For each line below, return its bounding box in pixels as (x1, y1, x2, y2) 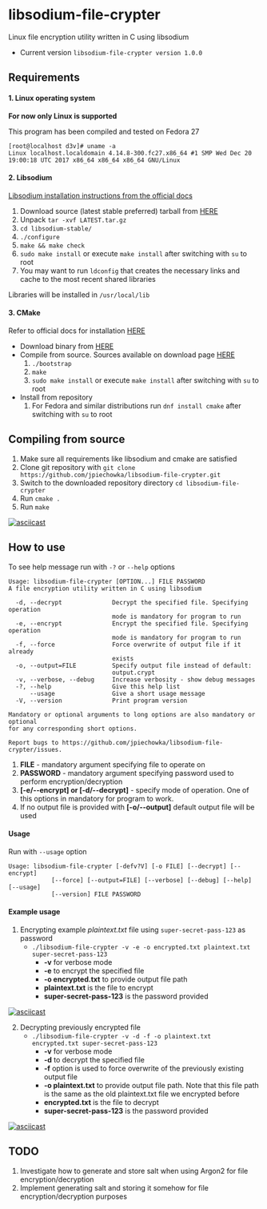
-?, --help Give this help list (15, 682, 181, 690)
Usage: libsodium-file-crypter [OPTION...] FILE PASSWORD (8, 577, 205, 585)
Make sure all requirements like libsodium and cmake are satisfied (19, 454, 237, 464)
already (8, 647, 34, 656)
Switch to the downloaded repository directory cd (19, 478, 183, 488)
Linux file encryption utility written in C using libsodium (8, 32, 189, 42)
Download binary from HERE (19, 341, 114, 351)
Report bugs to (8, 738, 59, 746)
